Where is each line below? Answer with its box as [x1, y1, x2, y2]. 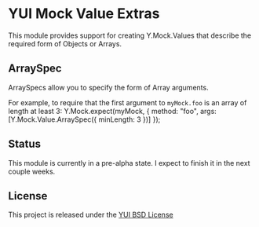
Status [8, 137, 42, 151]
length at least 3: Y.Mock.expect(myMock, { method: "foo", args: [8, 106, 217, 115]
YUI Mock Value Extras [8, 5, 160, 23]
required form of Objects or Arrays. [8, 38, 122, 48]
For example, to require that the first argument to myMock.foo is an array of [8, 97, 247, 107]
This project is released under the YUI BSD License [8, 210, 174, 220]
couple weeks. [8, 167, 56, 176]
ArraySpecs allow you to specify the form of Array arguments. [8, 82, 210, 92]
